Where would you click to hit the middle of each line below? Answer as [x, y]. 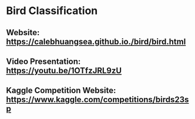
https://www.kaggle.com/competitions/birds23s [97, 100]
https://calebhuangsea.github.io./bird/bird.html [96, 41]
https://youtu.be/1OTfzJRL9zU [64, 71]
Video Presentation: [43, 61]
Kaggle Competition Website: [61, 91]
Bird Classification [52, 11]
